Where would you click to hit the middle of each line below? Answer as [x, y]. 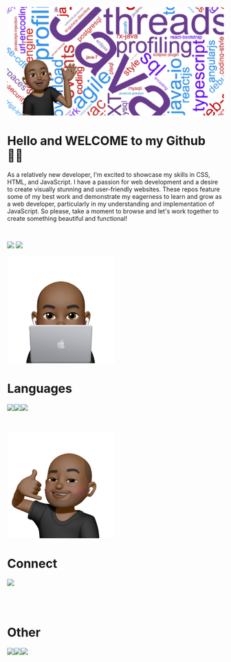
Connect [32, 564]
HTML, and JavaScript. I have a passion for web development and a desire [113, 182]
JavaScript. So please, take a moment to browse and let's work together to [113, 211]
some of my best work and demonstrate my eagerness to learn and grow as [114, 196]
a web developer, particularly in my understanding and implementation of [111, 204]
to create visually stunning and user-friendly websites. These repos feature [113, 189]
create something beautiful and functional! [67, 218]
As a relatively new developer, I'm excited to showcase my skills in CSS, [109, 174]
